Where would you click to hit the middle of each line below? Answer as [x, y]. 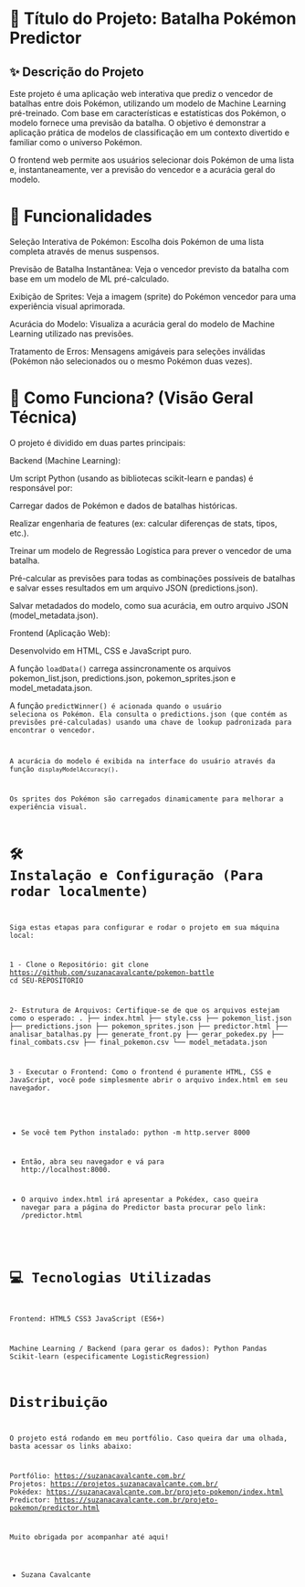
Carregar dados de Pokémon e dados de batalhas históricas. [124, 506]
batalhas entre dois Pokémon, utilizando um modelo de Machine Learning [148, 103]
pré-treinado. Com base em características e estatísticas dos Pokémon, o [148, 113]
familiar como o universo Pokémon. [76, 142]
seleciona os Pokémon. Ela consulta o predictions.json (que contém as [148, 714]
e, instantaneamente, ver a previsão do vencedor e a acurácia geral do [142, 170]
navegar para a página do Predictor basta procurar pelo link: [144, 1208]
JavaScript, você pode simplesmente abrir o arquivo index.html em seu [148, 1080]
